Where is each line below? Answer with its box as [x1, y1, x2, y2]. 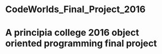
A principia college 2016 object [5, 27, 139, 39]
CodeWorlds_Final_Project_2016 [5, 4, 146, 15]
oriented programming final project [5, 38, 157, 49]
